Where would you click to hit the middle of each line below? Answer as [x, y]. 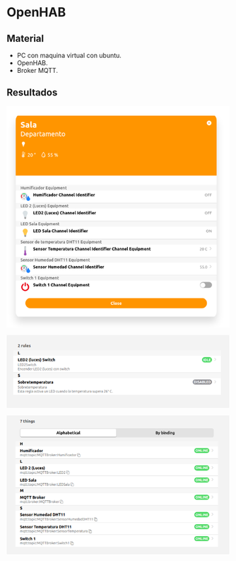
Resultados [32, 93]
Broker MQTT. [37, 70]
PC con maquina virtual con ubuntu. [69, 55]
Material [25, 39]
